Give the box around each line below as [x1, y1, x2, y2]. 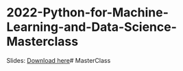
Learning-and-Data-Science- [6, 19, 178, 35]
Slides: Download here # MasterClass [6, 56, 111, 64]
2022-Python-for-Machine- [6, 5, 169, 20]
